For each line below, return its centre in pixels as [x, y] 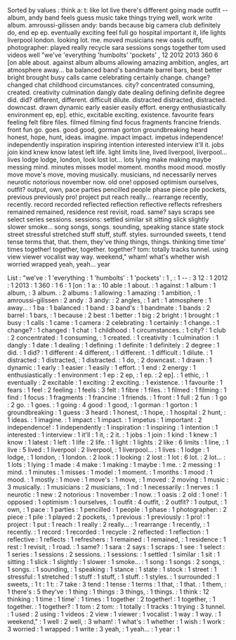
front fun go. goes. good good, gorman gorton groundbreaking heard [107, 130]
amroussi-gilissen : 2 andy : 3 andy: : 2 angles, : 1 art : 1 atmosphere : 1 [110, 300]
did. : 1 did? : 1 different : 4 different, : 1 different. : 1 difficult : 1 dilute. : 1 [110, 352]
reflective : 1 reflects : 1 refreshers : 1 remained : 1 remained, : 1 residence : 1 [117, 539]
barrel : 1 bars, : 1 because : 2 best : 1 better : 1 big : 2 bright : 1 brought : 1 [113, 315]
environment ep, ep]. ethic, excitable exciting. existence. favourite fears [111, 115]
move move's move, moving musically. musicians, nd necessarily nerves [112, 174]
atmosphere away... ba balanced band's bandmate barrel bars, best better [115, 70]
